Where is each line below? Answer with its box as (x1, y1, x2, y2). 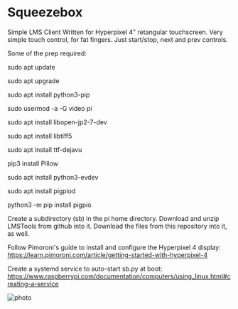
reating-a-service (7, 279, 59, 288)
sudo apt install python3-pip (7, 90, 90, 99)
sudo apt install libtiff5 (7, 131, 72, 140)
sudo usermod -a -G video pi (7, 104, 92, 112)
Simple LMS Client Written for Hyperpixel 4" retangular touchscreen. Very (7, 28, 224, 36)
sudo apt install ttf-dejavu (7, 145, 82, 153)
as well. (7, 229, 30, 238)
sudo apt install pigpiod (7, 186, 76, 195)
